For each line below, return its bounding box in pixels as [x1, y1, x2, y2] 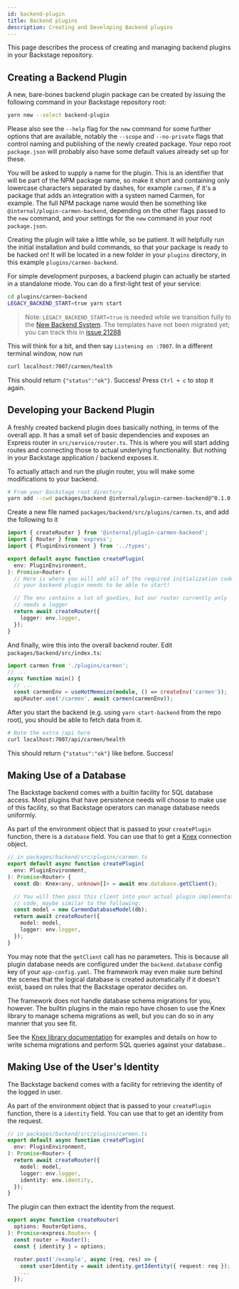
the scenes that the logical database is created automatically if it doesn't [7, 975, 221, 983]
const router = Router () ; [14, 1236, 91, 1243]
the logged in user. [7, 1087, 63, 1096]
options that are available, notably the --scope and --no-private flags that [7, 132, 224, 141]
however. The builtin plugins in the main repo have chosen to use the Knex [7, 1003, 225, 1012]
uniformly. [7, 811, 37, 820]
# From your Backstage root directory [7, 489, 122, 496]
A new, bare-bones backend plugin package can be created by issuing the [7, 90, 226, 99]
